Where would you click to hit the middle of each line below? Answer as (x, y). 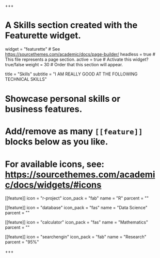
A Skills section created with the (71, 25)
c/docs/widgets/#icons (53, 185)
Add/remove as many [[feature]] (74, 131)
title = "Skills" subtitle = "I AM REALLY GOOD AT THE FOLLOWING (72, 74)
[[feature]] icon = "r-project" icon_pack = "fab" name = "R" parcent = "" (77, 198)
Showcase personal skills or (63, 99)
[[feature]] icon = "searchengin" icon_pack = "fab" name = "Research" (76, 237)
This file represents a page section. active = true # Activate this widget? (77, 59)
